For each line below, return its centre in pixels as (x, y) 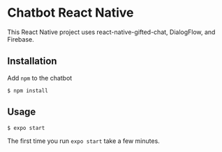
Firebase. (21, 39)
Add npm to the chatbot (40, 78)
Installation (32, 61)
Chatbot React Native (71, 13)
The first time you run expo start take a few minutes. (84, 141)
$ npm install (28, 91)
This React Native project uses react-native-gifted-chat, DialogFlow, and (111, 32)
